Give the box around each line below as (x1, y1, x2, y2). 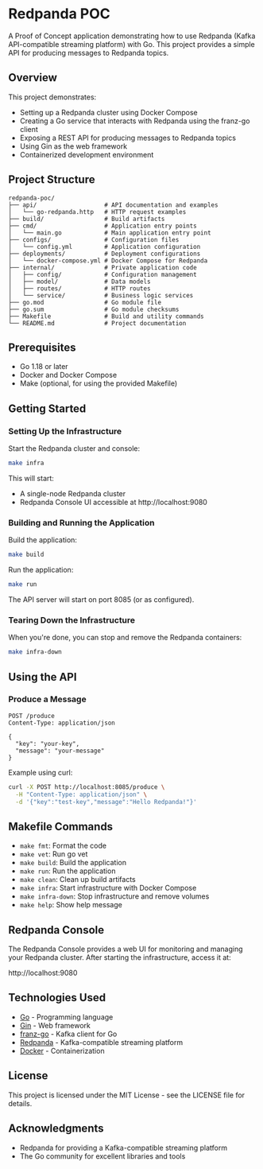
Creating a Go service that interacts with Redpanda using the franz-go (19, 116, 250, 126)
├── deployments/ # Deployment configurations (8, 250, 201, 258)
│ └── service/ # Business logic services (8, 291, 194, 299)
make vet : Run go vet (19, 849, 88, 859)
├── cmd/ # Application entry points (8, 222, 197, 230)
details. (8, 1098, 33, 1108)
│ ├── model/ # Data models (8, 278, 151, 285)
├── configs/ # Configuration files (8, 235, 180, 243)
